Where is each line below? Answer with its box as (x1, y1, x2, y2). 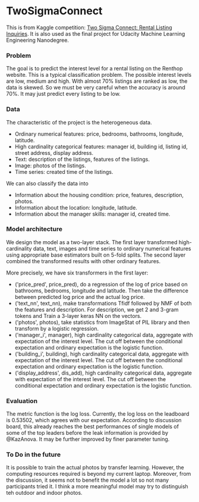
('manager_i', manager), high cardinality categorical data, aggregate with (14, 331, 193, 338)
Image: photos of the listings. (14, 162, 86, 169)
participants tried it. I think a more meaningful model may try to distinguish (6, 483, 188, 490)
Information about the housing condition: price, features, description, (14, 191, 184, 198)
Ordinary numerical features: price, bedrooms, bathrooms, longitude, (14, 130, 184, 138)
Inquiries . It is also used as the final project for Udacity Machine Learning (6, 30, 185, 37)
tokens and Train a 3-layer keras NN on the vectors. (14, 312, 142, 319)
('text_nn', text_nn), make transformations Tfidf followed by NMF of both (14, 300, 192, 307)
